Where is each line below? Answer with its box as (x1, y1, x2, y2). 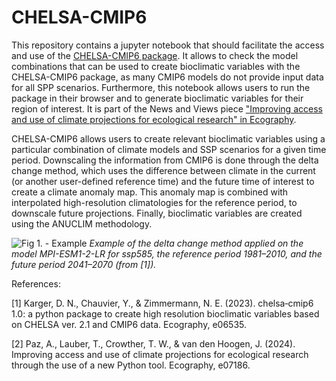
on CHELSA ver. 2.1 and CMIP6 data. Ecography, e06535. (11, 318, 247, 330)
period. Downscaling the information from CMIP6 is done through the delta (11, 154, 319, 166)
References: (11, 277, 61, 290)
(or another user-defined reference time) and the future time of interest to (11, 175, 315, 187)
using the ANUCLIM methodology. (11, 217, 153, 230)
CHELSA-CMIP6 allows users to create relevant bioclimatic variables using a (11, 132, 326, 145)
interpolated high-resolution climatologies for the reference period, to (11, 196, 298, 208)
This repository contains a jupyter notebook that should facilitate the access (11, 39, 325, 51)
